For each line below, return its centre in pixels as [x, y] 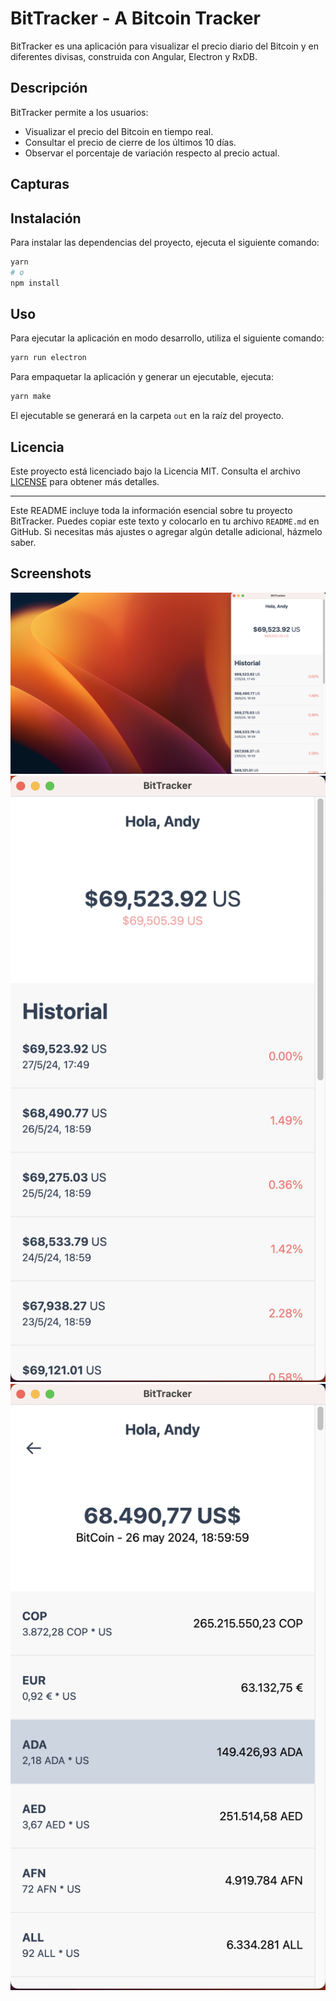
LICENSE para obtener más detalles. [85, 481]
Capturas [40, 184]
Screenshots [51, 573]
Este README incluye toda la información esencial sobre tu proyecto [151, 510]
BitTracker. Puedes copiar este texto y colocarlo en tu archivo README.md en [165, 521]
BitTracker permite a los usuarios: [79, 112]
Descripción [49, 88]
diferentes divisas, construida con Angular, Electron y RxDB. [134, 56]
